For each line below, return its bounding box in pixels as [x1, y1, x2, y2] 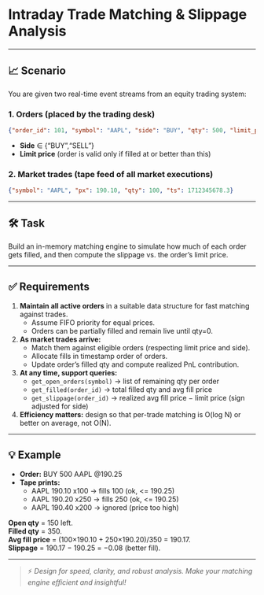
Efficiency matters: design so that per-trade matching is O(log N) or [19, 409, 241, 419]
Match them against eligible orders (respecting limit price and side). [31, 342, 251, 352]
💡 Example [8, 449, 61, 462]
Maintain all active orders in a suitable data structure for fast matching [19, 301, 250, 310]
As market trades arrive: [19, 334, 101, 344]
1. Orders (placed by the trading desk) [8, 109, 156, 120]
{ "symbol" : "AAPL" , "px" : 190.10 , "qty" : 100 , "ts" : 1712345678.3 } [8, 187, 234, 194]
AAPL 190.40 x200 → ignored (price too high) [31, 502, 179, 512]
